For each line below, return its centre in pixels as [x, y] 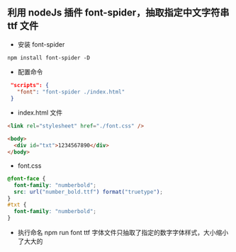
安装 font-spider [41, 44]
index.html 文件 [40, 113]
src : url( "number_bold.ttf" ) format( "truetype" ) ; [88, 192]
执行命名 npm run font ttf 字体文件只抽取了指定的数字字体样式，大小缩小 [123, 233]
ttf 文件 [23, 26]
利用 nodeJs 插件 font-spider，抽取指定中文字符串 [118, 13]
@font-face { [27, 178]
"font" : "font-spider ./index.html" [71, 92]
